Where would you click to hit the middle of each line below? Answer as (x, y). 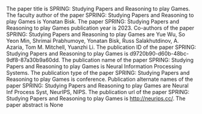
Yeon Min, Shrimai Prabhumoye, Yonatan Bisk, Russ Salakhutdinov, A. (93, 41)
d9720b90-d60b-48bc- (159, 53)
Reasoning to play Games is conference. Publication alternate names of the (100, 79)
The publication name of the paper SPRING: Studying (128, 60)
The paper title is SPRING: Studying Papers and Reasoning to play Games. (98, 9)
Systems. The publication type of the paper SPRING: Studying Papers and (98, 73)
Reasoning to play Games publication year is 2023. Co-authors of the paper (100, 28)
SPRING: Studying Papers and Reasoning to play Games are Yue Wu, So (96, 34)
